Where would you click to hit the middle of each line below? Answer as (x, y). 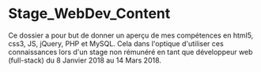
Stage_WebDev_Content (89, 14)
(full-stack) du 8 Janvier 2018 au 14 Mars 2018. (85, 60)
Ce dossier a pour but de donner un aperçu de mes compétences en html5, (131, 35)
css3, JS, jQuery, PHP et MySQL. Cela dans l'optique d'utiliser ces (116, 43)
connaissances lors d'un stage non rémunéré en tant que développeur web (130, 52)
